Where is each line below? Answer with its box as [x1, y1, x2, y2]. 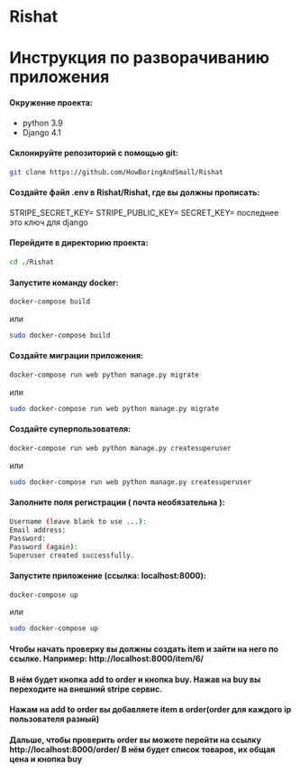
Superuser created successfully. [9, 551, 135, 560]
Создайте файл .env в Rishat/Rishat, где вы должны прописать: [9, 187, 260, 198]
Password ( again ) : [9, 542, 78, 552]
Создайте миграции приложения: [9, 350, 144, 361]
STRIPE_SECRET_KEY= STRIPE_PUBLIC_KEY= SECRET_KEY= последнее [9, 207, 279, 218]
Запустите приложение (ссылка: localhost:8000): [9, 570, 207, 581]
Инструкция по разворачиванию [9, 48, 270, 69]
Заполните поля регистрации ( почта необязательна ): [9, 497, 225, 508]
